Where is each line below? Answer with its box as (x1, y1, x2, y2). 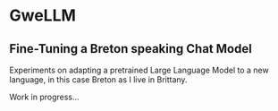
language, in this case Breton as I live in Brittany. (9, 74, 188, 85)
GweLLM (9, 5, 76, 26)
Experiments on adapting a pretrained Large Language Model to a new (9, 64, 270, 75)
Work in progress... (9, 91, 80, 102)
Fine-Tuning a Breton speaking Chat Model (9, 41, 252, 56)
